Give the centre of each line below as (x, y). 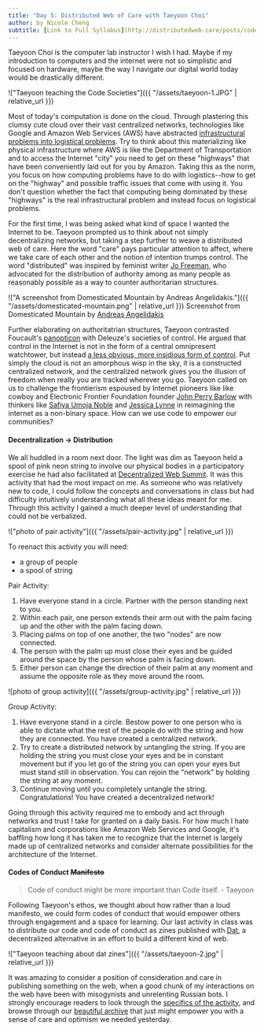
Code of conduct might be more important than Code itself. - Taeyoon (140, 889)
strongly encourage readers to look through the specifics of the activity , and (132, 1002)
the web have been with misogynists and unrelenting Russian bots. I (118, 994)
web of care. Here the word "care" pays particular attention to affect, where (131, 249)
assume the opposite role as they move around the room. (112, 676)
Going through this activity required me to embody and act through (117, 812)
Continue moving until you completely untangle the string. (113, 789)
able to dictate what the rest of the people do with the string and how (131, 730)
